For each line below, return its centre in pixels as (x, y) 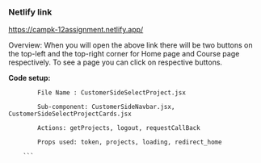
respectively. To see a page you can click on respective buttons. (116, 62)
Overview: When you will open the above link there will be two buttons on (130, 45)
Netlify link (30, 12)
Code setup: (29, 78)
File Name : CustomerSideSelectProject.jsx (112, 93)
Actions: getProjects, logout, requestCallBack (119, 128)
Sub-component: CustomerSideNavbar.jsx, (106, 107)
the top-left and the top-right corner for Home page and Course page (124, 54)
